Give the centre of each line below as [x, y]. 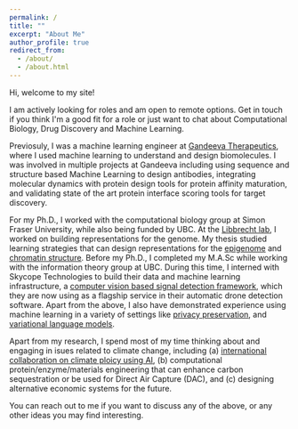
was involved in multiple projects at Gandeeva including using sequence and [149, 165]
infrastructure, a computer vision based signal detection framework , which [146, 286]
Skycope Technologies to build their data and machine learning [125, 276]
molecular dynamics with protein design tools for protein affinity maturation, [148, 183]
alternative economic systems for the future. [90, 388]
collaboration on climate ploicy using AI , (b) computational [116, 360]
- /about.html [43, 68]
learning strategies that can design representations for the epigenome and [145, 248]
